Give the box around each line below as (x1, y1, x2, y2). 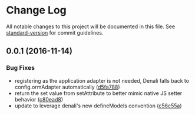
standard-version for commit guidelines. (6, 29, 104, 36)
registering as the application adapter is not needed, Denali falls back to (14, 77, 190, 84)
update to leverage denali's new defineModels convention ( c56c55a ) (14, 102, 182, 109)
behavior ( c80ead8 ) (14, 96, 64, 103)
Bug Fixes (6, 64, 35, 72)
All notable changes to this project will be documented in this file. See (6, 23, 176, 30)
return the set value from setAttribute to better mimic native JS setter (14, 89, 183, 97)
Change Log (6, 4, 67, 17)
